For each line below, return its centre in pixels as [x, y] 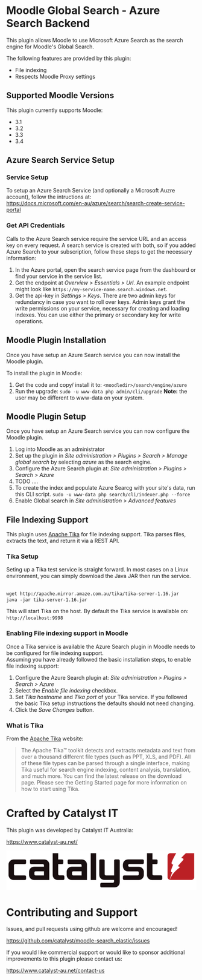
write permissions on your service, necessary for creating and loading [102, 308]
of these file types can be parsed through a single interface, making [105, 763]
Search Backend [48, 23]
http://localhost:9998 [35, 618]
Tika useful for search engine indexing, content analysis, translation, [106, 770]
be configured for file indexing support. [55, 653]
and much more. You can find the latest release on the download [101, 776]
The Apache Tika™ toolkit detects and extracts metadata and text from [108, 751]
